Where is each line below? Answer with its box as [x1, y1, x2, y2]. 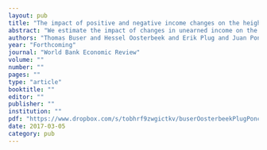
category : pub [8, 129, 56, 137]
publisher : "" [8, 100, 56, 108]
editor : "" [8, 93, 44, 101]
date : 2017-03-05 [8, 122, 66, 130]
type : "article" [8, 78, 62, 86]
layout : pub [8, 11, 48, 20]
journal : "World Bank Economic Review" [8, 48, 141, 56]
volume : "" [8, 56, 44, 64]
